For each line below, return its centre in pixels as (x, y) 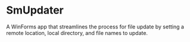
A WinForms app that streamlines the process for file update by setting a (95, 27)
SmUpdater (35, 10)
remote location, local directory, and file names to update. (77, 33)
